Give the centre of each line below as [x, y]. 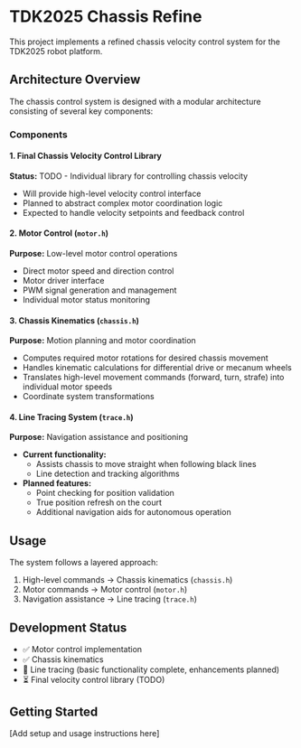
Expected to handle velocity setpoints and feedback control [133, 212]
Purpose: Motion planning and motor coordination [103, 341]
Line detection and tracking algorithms [108, 474]
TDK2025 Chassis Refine [106, 17]
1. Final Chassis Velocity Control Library [86, 156]
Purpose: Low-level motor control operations [94, 254]
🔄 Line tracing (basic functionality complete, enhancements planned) [151, 669]
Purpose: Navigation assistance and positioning [99, 437]
